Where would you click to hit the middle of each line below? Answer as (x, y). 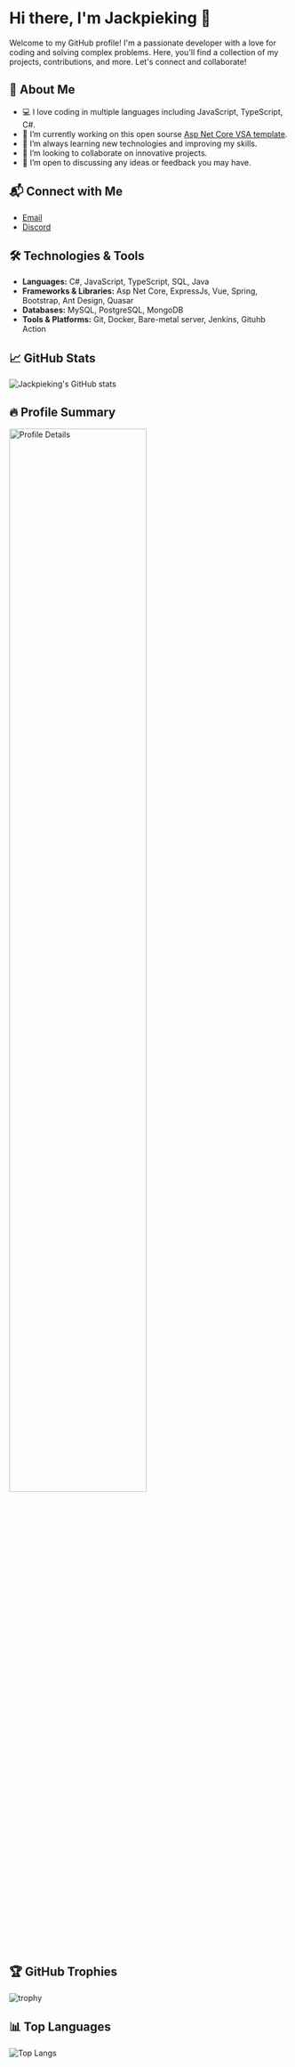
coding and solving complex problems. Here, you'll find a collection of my (144, 52)
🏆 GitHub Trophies (64, 1972)
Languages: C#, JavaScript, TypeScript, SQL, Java (116, 282)
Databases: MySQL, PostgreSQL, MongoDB (103, 310)
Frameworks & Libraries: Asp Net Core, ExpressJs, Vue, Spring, (140, 291)
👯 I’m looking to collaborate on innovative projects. (115, 153)
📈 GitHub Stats (52, 358)
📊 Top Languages (60, 2027)
